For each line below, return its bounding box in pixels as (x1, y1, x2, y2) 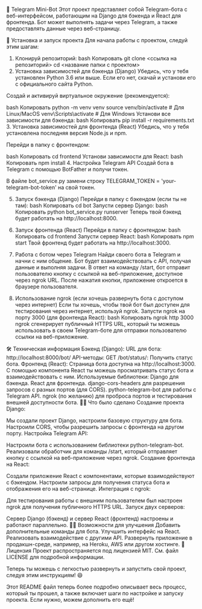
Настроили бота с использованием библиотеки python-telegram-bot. (6, 441, 185, 448)
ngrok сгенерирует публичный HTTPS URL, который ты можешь (14, 320, 180, 327)
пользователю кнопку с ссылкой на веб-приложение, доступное (14, 270, 183, 277)
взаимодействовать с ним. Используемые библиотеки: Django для (6, 373, 179, 380)
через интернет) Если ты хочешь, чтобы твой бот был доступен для (14, 301, 190, 308)
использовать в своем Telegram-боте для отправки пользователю (14, 327, 187, 334)
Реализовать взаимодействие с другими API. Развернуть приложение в (6, 534, 193, 541)
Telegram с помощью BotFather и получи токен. (6, 166, 128, 173)
